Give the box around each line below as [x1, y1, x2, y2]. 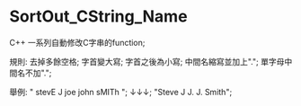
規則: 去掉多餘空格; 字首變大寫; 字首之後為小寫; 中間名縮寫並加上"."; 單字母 [9, 56, 285, 66]
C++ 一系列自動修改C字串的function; [9, 37, 146, 48]
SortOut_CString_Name [9, 6, 188, 27]
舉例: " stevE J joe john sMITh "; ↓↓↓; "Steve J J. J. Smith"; [9, 86, 233, 97]
